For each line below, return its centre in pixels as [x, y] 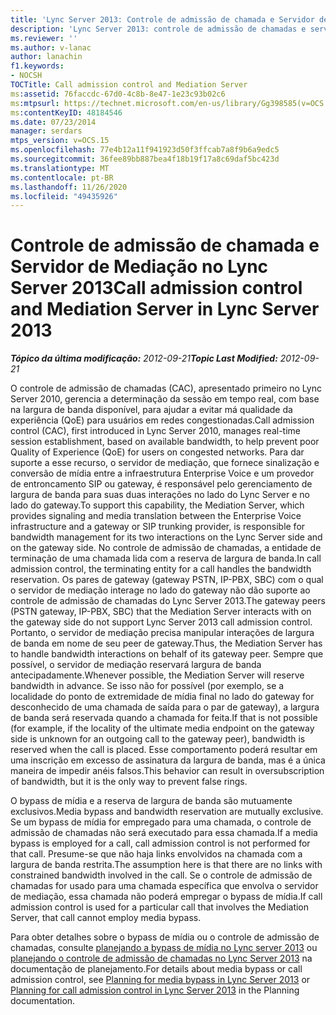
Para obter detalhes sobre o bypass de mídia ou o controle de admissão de [165, 937]
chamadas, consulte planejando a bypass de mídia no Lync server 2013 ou [164, 948]
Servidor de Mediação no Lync [139, 267]
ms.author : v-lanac [51, 47]
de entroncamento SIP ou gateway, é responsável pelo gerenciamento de [161, 484]
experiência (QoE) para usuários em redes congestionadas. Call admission [162, 420]
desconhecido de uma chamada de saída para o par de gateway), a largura [165, 707]
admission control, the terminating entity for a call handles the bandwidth [161, 569]
